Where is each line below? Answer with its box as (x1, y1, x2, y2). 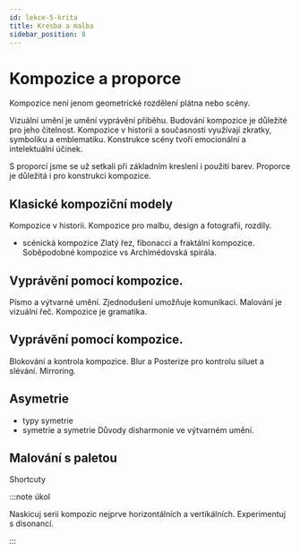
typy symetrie (21, 415, 73, 426)
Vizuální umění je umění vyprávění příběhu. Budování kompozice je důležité (9, 115, 288, 126)
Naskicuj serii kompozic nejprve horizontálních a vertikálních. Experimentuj (9, 509, 287, 520)
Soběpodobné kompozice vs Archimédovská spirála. (21, 247, 217, 258)
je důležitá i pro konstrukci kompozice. (9, 171, 151, 182)
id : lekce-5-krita (9, 13, 78, 22)
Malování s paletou (9, 450, 118, 465)
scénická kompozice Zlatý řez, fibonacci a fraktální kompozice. (21, 238, 255, 249)
